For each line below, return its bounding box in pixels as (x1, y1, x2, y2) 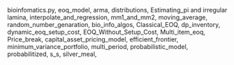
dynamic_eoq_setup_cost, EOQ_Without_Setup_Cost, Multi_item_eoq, (7, 28, 206, 36)
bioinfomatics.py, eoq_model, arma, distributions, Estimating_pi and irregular (7, 6, 228, 14)
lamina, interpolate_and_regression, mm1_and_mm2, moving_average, (7, 13, 208, 21)
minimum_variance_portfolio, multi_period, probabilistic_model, (7, 43, 189, 50)
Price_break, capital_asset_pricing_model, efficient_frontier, (7, 35, 179, 44)
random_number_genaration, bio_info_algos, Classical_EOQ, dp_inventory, (7, 21, 221, 28)
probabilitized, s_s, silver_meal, (7, 50, 97, 58)
